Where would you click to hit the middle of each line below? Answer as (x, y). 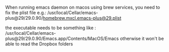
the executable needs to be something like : (51, 28)
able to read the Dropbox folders (39, 44)
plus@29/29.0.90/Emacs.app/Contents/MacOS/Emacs (62, 38)
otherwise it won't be (142, 38)
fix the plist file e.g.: (26, 13)
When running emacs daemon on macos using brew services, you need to (83, 7)
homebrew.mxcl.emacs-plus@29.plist (82, 18)
